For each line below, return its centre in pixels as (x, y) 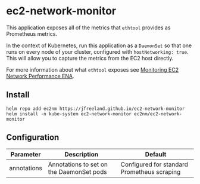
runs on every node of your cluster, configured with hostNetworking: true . (97, 51)
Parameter (26, 154)
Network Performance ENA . (40, 76)
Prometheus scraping (151, 171)
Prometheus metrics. (32, 33)
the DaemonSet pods (77, 171)
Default (156, 154)
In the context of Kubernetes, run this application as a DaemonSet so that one (99, 45)
